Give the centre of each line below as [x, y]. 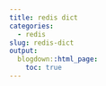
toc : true [44, 68]
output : [24, 51]
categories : [31, 26]
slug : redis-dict [42, 43]
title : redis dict [44, 17]
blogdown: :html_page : [58, 59]
